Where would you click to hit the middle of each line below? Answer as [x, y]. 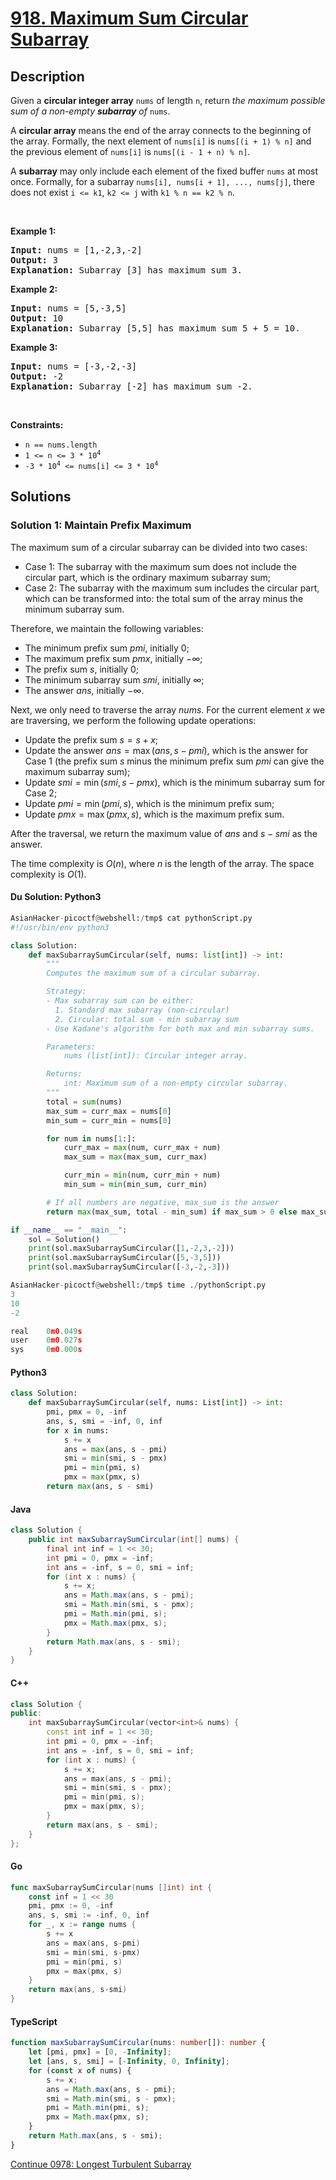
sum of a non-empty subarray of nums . [90, 111]
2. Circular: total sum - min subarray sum [147, 1019]
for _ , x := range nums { [82, 1925]
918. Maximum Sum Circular [129, 18]
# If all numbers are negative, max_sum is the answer [163, 1202]
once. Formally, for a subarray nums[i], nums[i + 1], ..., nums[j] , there [162, 181]
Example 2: [34, 289]
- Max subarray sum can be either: [120, 1001]
